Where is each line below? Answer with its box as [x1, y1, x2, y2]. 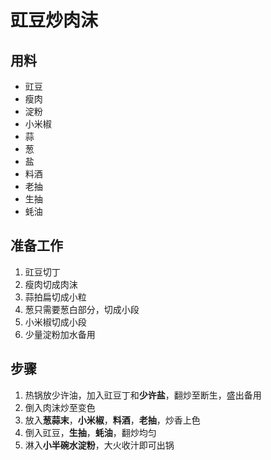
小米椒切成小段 [24, 316, 87, 328]
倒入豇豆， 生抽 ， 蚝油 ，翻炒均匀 [24, 426, 157, 438]
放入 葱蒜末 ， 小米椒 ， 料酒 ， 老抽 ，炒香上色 [24, 414, 201, 426]
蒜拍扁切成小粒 [24, 291, 87, 303]
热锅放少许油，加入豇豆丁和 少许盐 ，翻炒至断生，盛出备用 [24, 389, 262, 401]
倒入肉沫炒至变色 [24, 401, 96, 413]
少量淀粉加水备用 [24, 328, 96, 340]
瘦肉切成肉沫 [24, 278, 78, 290]
